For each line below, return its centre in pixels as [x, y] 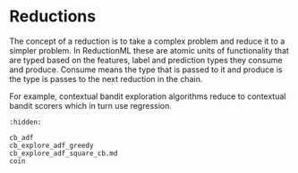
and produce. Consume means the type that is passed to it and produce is [146, 70]
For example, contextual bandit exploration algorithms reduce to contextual [148, 96]
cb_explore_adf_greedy [51, 145]
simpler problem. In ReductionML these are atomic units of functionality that [149, 50]
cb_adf [21, 137]
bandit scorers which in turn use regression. [91, 105]
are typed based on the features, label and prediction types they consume [146, 60]
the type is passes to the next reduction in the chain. [106, 78]
